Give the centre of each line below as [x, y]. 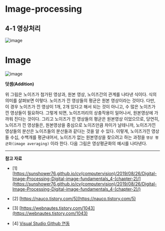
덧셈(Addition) [20, 84]
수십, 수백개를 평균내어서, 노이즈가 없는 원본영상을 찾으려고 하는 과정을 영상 [82, 137]
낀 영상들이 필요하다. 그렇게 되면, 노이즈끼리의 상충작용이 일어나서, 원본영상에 [79, 113]
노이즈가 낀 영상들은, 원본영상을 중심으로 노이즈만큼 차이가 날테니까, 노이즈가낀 [81, 125]
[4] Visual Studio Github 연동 [41, 223]
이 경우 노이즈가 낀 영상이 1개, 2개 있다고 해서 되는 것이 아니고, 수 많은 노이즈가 [80, 106]
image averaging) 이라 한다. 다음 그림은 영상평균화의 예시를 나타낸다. [81, 143]
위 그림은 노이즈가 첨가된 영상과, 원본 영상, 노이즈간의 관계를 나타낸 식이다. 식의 [81, 94]
